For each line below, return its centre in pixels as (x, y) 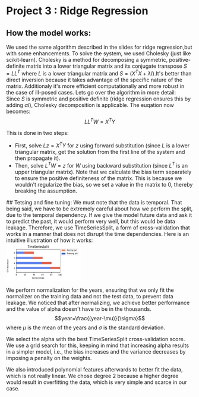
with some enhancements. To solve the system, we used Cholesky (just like (99, 53)
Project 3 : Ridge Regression (77, 11)
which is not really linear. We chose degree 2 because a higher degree (92, 376)
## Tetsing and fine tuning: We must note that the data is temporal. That (94, 202)
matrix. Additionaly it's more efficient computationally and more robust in (95, 86)
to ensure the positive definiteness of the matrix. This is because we (98, 178)
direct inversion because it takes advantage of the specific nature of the (94, 80)
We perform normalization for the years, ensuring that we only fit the (90, 290)
